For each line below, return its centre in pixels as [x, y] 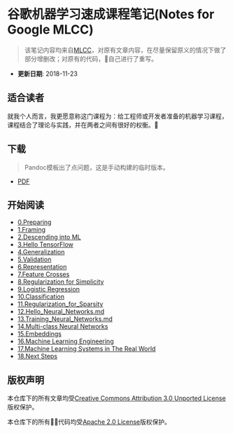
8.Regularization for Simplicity [61, 282]
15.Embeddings [39, 334]
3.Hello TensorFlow [45, 245]
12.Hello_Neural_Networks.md [61, 312]
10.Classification [41, 297]
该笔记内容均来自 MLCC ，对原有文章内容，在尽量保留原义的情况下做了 [125, 50]
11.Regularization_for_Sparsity [60, 304]
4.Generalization [41, 252]
